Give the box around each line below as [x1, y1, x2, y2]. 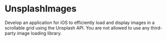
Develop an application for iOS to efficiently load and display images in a [5, 19, 155, 25]
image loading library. [17, 30, 62, 36]
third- [150, 24, 162, 30]
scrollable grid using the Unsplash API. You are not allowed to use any [5, 24, 150, 30]
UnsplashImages [5, 3, 76, 14]
